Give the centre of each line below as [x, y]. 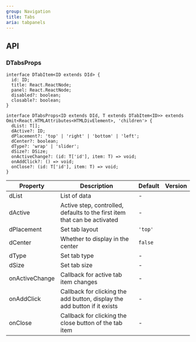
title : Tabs [20, 17]
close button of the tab [91, 323]
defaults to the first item [93, 213]
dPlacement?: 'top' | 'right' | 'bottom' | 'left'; [76, 136]
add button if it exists [89, 306]
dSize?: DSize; [30, 152]
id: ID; [21, 80]
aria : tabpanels [26, 22]
